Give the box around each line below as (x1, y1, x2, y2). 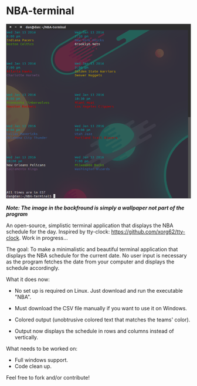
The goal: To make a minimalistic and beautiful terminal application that (6, 245, 178, 253)
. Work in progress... (19, 234, 69, 241)
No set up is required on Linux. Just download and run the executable (14, 287, 183, 294)
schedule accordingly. (6, 264, 60, 271)
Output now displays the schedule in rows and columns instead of (14, 327, 174, 334)
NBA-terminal (6, 4, 74, 18)
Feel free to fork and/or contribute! (6, 374, 90, 381)
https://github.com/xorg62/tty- (111, 228, 186, 235)
